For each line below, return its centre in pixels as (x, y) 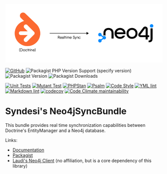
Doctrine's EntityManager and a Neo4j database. (55, 130)
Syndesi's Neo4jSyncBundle (66, 111)
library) (20, 166)
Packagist (23, 155)
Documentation (28, 150)
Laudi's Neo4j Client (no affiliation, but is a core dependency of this (82, 160)
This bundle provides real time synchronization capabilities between (75, 125)
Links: (11, 140)
